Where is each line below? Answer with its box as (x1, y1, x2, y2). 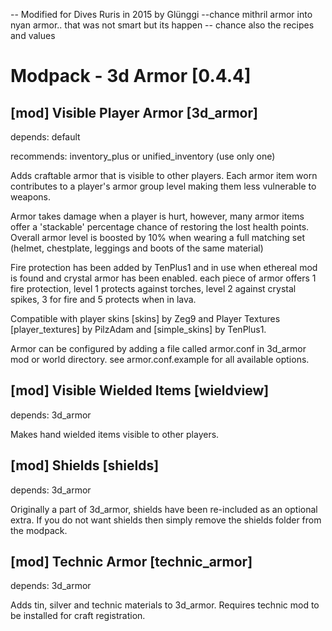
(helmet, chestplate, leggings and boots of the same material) (10, 242, 264, 254)
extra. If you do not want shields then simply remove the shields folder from (10, 514, 322, 526)
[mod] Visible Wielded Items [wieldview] (10, 382, 270, 399)
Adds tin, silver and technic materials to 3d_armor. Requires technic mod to (10, 599, 320, 611)
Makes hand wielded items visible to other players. (10, 428, 220, 440)
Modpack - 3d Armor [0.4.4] (10, 65, 252, 88)
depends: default (10, 131, 81, 143)
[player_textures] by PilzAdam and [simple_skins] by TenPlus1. (10, 324, 267, 335)
